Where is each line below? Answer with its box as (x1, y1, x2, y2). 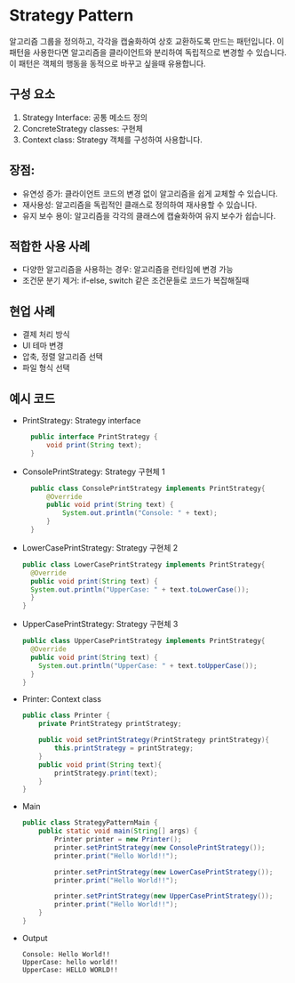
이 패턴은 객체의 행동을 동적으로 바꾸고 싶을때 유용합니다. (9, 58, 206, 68)
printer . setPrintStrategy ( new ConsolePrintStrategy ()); (54, 842, 266, 852)
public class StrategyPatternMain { (21, 818, 158, 827)
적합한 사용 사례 (9, 238, 91, 254)
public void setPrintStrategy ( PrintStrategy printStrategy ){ (38, 736, 269, 745)
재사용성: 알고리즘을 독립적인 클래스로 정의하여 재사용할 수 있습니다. (21, 199, 258, 210)
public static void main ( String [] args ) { (38, 826, 198, 836)
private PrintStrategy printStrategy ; (38, 720, 182, 729)
